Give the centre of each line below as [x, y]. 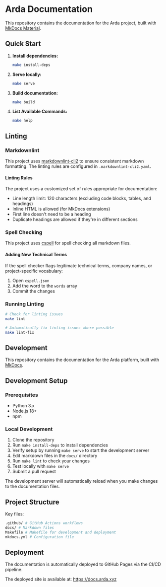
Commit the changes [34, 291]
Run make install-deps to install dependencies [60, 445]
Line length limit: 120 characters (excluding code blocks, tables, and [82, 198]
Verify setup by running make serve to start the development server [81, 450]
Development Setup [36, 381]
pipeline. [14, 570]
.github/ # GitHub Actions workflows [44, 523]
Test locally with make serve [41, 466]
